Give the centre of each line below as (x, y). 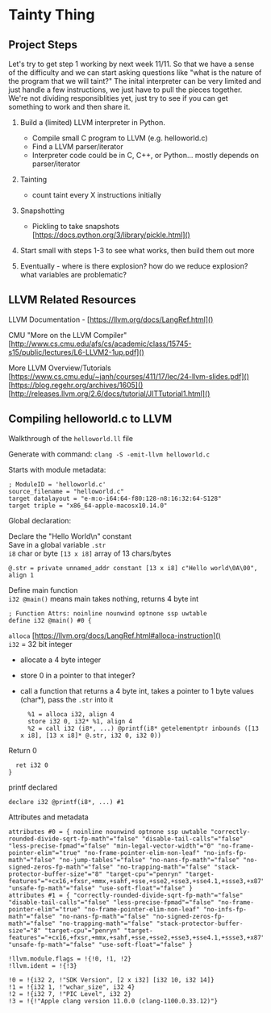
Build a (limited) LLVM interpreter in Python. (92, 122)
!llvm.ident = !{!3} (43, 965)
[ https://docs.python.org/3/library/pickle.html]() (111, 235)
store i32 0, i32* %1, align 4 (80, 721)
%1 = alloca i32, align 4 (71, 714)
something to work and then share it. (69, 107)
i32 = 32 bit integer (40, 644)
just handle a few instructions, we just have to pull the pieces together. (125, 90)
